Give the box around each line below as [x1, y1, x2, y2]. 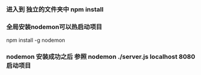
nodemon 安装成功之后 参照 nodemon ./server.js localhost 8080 [6, 52, 196, 61]
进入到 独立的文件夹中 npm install [6, 5, 104, 13]
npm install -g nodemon [6, 37, 65, 44]
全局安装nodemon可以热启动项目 [6, 23, 103, 31]
